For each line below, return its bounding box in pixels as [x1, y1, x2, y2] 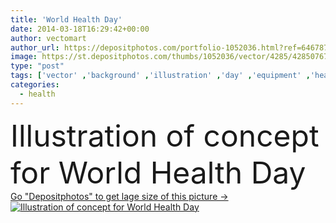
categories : [10, 80, 60, 90]
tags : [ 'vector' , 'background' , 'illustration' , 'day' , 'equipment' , [10, 71, 311, 81]
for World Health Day [10, 153, 307, 191]
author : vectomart [10, 33, 87, 43]
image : [10, 52, 38, 62]
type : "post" [10, 61, 65, 71]
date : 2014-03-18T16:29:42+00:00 [10, 24, 150, 34]
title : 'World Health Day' [10, 14, 123, 25]
